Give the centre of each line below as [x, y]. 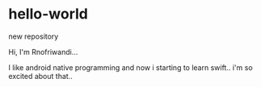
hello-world [48, 14]
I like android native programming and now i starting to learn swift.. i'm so [130, 67]
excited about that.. [40, 76]
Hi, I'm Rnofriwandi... [43, 52]
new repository [34, 36]
